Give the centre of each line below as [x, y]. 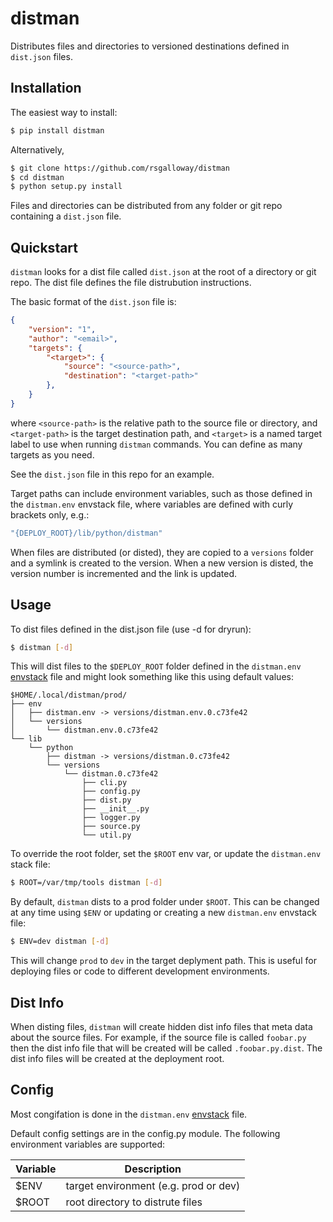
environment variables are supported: [88, 1144]
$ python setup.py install [66, 187]
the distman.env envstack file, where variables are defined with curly [152, 504]
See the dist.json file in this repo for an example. [112, 474]
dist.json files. [41, 56]
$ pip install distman [57, 130]
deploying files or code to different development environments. [140, 971]
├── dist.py [106, 800]
